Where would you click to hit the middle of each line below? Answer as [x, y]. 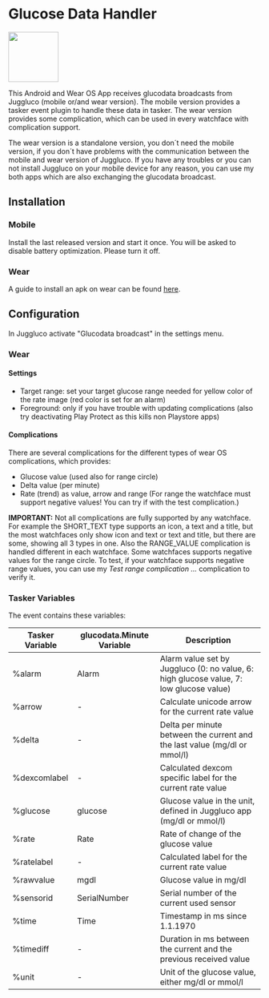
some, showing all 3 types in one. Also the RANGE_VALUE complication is [129, 543]
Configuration [44, 314]
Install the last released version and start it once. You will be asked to [122, 242]
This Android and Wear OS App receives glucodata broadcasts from [120, 93]
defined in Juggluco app [206, 811]
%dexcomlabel [40, 778]
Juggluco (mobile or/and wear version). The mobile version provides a [124, 102]
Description [208, 640]
